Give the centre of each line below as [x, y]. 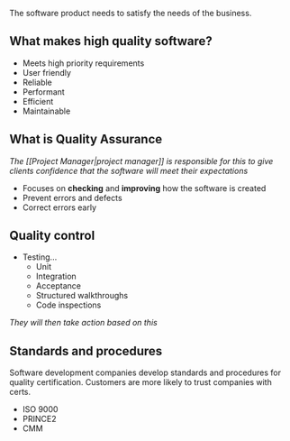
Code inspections [68, 305]
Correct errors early [59, 207]
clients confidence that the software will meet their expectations [129, 170]
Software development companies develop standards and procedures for [145, 372]
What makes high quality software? [111, 41]
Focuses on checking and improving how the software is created [144, 188]
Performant [43, 92]
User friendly [47, 72]
